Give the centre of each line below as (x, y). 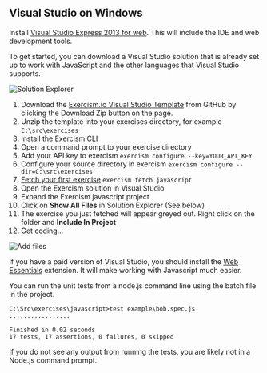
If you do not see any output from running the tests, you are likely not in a (130, 351)
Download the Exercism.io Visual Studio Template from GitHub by (128, 104)
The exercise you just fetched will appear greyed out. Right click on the (137, 213)
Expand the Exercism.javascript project (85, 196)
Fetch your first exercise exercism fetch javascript (106, 179)
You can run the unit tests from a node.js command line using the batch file (133, 285)
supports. (25, 73)
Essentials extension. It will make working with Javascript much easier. (126, 270)
